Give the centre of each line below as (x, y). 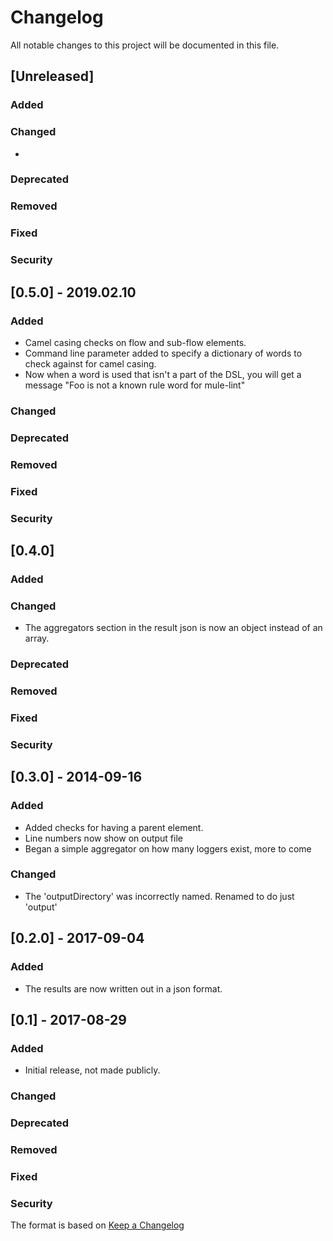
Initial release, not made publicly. (92, 1070)
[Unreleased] (52, 76)
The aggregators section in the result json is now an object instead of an (173, 628)
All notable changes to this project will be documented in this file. (145, 45)
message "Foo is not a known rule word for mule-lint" (135, 385)
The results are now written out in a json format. (123, 988)
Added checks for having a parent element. (114, 827)
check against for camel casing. (90, 363)
